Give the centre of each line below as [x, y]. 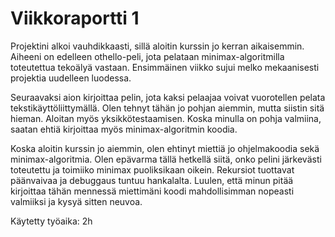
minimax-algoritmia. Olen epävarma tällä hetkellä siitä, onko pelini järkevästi [166, 159]
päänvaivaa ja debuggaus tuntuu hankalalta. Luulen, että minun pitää [152, 180]
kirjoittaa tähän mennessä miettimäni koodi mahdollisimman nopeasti [152, 191]
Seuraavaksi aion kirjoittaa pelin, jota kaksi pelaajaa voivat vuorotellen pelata [168, 97]
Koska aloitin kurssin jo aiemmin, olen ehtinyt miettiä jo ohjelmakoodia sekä [165, 148]
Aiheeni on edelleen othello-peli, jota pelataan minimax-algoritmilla [147, 56]
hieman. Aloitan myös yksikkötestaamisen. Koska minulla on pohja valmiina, [166, 118]
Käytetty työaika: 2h [51, 221]
